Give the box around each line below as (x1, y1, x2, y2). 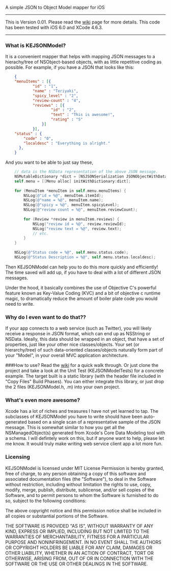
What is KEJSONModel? (5, 42, 66, 49)
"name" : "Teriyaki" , (32, 88, 79, 93)
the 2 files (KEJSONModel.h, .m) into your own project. (5, 384, 121, 390)
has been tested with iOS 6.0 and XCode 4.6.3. (5, 24, 103, 30)
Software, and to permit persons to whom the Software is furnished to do (5, 492, 159, 498)
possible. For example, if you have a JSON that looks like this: (5, 64, 134, 70)
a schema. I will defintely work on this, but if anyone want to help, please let (5, 435, 164, 441)
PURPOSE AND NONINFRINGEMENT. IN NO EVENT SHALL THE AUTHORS (5, 539, 162, 545)
